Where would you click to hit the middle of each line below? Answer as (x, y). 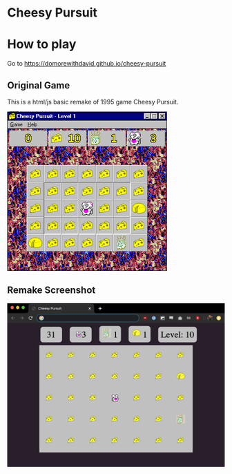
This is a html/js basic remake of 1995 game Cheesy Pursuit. (93, 102)
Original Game (39, 85)
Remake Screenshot (51, 291)
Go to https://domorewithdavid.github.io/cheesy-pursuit (87, 64)
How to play (42, 45)
